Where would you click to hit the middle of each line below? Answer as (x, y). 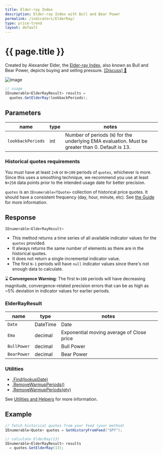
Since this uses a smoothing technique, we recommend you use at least (77, 177)
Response (21, 218)
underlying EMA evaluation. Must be (106, 141)
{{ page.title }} (35, 52)
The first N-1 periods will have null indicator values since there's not (81, 264)
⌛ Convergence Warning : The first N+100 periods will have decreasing (75, 279)
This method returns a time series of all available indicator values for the (84, 238)
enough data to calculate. (37, 269)
